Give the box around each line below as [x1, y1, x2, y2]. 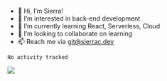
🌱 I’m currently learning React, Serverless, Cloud [17, 22, 161, 30]
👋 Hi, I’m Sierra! [17, 7, 64, 15]
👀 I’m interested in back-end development [17, 14, 141, 23]
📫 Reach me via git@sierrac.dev [17, 38, 114, 45]
